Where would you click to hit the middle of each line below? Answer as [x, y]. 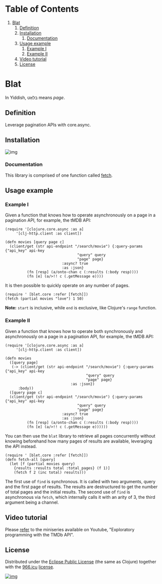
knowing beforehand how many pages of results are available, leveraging [79, 441]
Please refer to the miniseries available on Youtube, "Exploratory [70, 529]
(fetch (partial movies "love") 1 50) [44, 299]
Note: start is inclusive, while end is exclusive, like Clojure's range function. [81, 308]
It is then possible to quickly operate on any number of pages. [67, 285]
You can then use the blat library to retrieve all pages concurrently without [80, 436]
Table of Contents [42, 9]
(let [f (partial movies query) [42, 464]
